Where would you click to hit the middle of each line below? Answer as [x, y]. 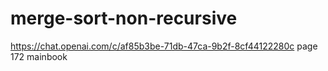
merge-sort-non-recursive [124, 18]
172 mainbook [39, 56]
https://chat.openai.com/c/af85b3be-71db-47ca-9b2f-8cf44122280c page [164, 46]
